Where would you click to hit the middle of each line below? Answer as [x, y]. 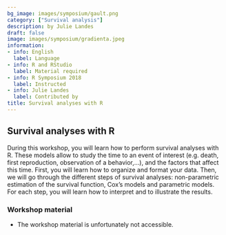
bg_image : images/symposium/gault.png [63, 13]
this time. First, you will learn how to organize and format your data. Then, [112, 170]
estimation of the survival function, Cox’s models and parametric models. [111, 184]
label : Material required [51, 71]
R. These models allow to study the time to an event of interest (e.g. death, [113, 155]
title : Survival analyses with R [55, 103]
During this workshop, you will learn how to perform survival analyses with [113, 147]
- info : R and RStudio [40, 65]
